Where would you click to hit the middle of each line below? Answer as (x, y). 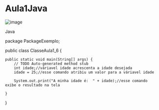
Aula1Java (26, 9)
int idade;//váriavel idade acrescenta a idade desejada (73, 68)
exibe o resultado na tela (33, 85)
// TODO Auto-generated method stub (51, 64)
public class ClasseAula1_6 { (34, 50)
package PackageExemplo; (33, 41)
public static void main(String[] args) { (49, 59)
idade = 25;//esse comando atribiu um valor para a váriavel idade (84, 72)
